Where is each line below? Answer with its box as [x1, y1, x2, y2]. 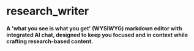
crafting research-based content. [6, 38, 94, 45]
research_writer [6, 4, 89, 18]
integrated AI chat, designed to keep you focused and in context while [6, 31, 188, 38]
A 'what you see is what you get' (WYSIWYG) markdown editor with [6, 24, 182, 32]
